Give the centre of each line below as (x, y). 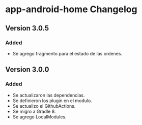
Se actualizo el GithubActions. (44, 106)
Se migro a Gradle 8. (34, 111)
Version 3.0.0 (27, 70)
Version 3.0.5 (27, 28)
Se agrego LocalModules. (40, 117)
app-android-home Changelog (71, 9)
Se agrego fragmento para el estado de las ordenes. (67, 53)
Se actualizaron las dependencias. (49, 95)
